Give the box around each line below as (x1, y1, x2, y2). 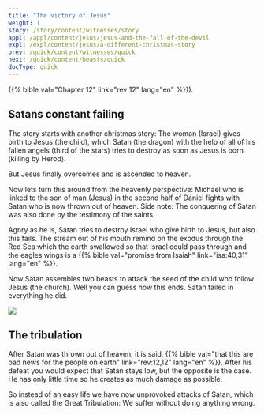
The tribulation (8, 328, 83, 341)
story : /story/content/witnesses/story (8, 26, 139, 34)
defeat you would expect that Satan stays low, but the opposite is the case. (8, 366, 252, 375)
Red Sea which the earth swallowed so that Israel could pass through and (8, 242, 247, 251)
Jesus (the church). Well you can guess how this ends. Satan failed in (8, 282, 234, 292)
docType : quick (8, 63, 58, 71)
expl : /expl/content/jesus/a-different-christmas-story (8, 41, 195, 49)
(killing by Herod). (8, 153, 66, 163)
